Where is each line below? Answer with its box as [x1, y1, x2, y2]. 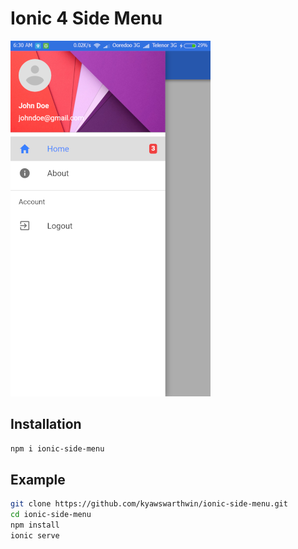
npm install [10, 520, 60, 531]
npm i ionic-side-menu [10, 443, 105, 454]
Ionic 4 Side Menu [10, 7, 163, 30]
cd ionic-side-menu [10, 510, 92, 520]
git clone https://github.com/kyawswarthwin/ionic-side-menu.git [10, 499, 288, 509]
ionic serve [10, 531, 60, 541]
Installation [10, 416, 82, 433]
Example [10, 472, 66, 489]
